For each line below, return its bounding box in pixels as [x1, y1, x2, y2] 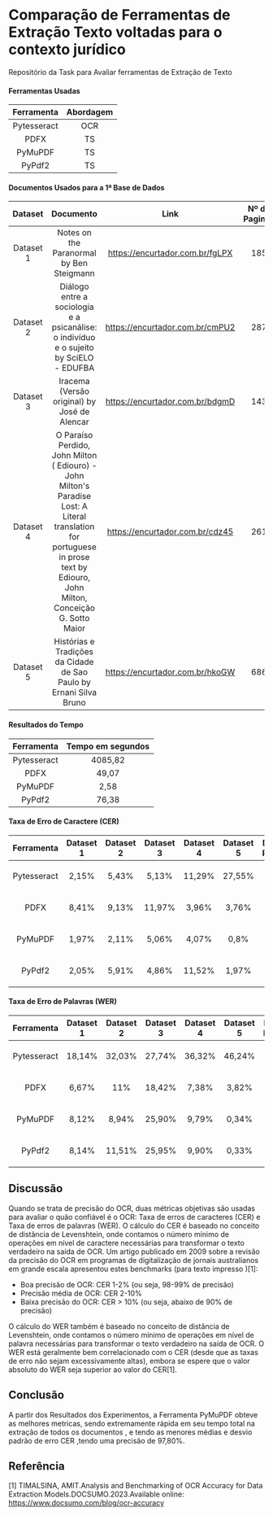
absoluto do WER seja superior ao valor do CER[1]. [8, 1365, 177, 1374]
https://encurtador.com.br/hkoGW [105, 666, 236, 678]
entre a [60, 291, 88, 303]
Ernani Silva [51, 687, 97, 698]
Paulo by [58, 677, 92, 688]
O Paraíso [55, 430, 93, 441]
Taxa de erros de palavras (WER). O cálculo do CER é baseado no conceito [8, 1221, 260, 1230]
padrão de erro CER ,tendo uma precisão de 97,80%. [8, 1435, 185, 1445]
